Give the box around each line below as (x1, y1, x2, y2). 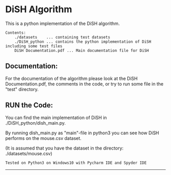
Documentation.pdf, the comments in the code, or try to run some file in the (5, 80, 164, 87)
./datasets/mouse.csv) (5, 150, 52, 156)
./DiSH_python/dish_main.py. (5, 120, 66, 126)
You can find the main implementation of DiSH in (5, 114, 107, 121)
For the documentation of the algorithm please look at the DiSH (5, 75, 138, 81)
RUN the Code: (5, 101, 53, 110)
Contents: (5, 30, 26, 35)
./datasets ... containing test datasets (14, 35, 110, 40)
